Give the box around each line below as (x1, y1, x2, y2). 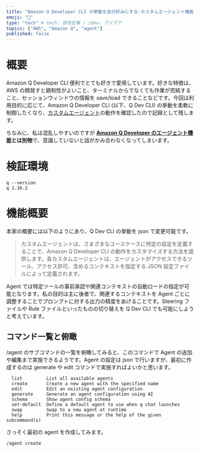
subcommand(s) (6, 417, 42, 423)
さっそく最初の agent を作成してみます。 (6, 428, 106, 435)
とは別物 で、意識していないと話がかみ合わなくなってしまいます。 (11, 137, 173, 144)
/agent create (6, 440, 42, 446)
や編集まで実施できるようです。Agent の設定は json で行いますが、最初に (6, 356, 187, 363)
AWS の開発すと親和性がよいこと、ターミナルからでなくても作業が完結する (6, 87, 191, 94)
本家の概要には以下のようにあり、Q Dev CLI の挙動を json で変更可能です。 (6, 227, 192, 234)
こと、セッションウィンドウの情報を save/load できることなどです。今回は (6, 94, 189, 101)
